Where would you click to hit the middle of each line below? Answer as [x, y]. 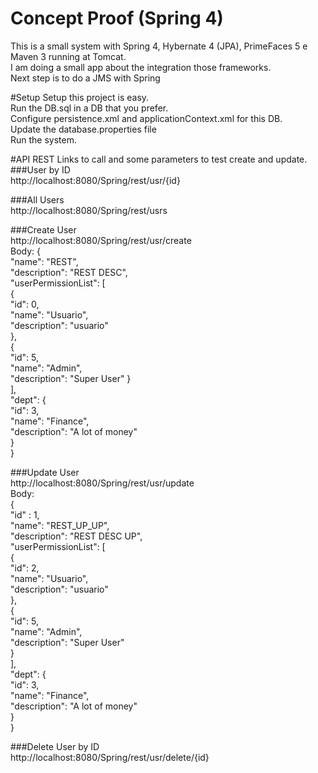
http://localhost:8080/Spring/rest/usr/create [101, 240]
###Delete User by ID [55, 746]
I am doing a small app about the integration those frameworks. [141, 67]
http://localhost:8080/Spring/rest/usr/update [102, 483]
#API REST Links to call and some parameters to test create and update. [159, 159]
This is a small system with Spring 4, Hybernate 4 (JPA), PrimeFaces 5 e [159, 46]
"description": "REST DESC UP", [76, 536]
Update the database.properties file [83, 129]
